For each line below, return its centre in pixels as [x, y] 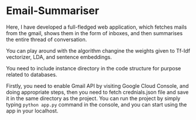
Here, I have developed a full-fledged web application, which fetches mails [97, 27]
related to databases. [32, 74]
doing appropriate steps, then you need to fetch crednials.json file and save [97, 92]
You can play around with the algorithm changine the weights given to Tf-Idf [98, 50]
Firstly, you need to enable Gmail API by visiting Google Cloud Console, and [97, 85]
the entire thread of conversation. [46, 39]
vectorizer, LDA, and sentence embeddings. [59, 57]
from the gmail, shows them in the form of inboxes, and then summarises [94, 33]
